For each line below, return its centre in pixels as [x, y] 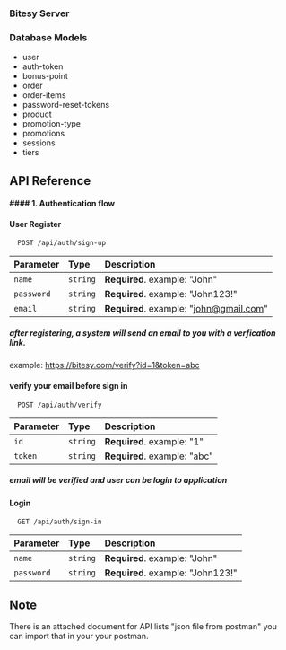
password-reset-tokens [66, 105]
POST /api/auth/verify [60, 405]
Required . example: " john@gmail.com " [186, 309]
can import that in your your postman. [79, 636]
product [37, 114]
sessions [39, 143]
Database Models [48, 37]
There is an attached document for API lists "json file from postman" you [143, 626]
